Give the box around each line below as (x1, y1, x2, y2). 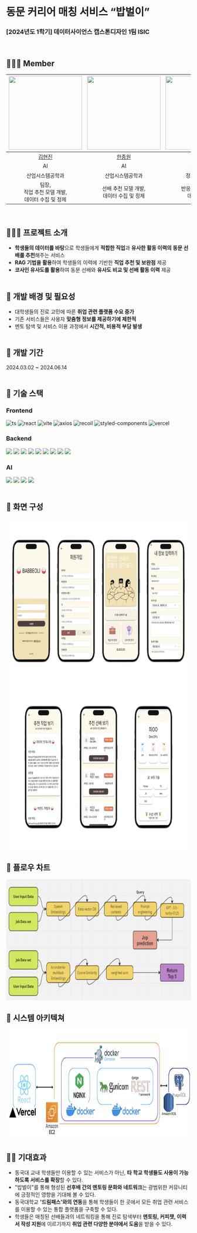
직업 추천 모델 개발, (23, 188, 67, 196)
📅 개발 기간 (6, 348, 44, 358)
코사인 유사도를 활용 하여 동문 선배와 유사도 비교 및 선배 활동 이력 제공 (14, 267, 171, 274)
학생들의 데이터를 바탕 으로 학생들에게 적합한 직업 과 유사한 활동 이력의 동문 (14, 244, 183, 251)
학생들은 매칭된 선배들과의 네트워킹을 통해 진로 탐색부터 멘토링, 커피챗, (14, 1213, 176, 1220)
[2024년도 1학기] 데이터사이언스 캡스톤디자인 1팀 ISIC (6, 28, 150, 36)
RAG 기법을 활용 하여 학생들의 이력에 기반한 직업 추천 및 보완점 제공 (14, 259, 167, 266)
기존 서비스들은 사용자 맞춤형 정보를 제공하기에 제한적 (14, 315, 137, 322)
